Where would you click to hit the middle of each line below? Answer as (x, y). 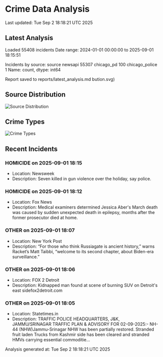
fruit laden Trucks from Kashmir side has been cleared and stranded (81, 334)
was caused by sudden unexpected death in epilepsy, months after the (83, 213)
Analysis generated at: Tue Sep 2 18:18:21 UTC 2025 (58, 349)
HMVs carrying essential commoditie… (51, 340)
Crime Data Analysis (47, 9)
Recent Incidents (31, 149)
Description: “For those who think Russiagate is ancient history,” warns (83, 246)
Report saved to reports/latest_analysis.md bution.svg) (60, 79)
